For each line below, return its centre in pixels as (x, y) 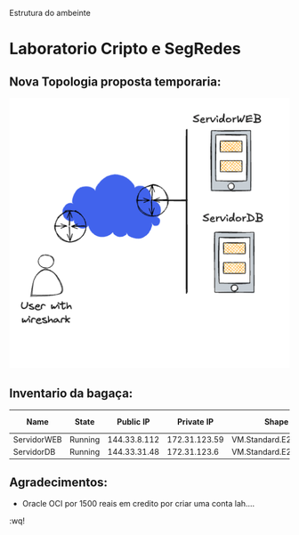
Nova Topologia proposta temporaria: (115, 81)
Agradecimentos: (59, 482)
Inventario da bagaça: (71, 393)
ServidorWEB (37, 439)
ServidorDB (34, 452)
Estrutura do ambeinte (50, 13)
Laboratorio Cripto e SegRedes (125, 49)
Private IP (196, 422)
